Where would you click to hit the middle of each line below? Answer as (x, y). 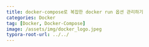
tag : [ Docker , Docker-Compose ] (46, 23)
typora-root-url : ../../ (38, 35)
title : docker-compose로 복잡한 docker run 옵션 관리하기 (75, 12)
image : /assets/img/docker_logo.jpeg (54, 29)
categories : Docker (31, 18)
